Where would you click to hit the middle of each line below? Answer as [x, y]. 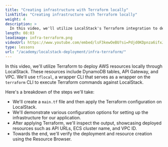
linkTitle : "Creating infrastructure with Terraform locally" [71, 15]
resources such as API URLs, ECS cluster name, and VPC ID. [75, 128]
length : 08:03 [20, 33]
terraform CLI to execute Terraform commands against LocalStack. [74, 82]
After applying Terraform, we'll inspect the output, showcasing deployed [87, 123]
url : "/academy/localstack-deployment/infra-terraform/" [66, 52]
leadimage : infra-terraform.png [39, 38]
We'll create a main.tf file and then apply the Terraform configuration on [87, 101]
